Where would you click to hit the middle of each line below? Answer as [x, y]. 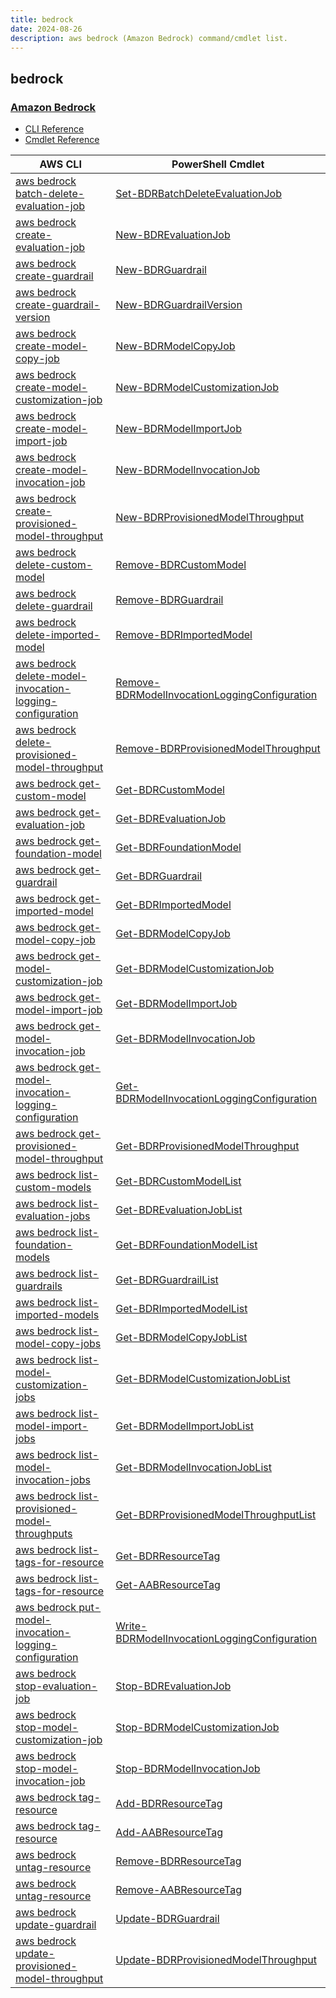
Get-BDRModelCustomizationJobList [203, 1379]
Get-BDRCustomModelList [178, 1181]
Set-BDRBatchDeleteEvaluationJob [198, 194]
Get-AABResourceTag [168, 1585]
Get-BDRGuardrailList [167, 1280]
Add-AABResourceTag [169, 1833]
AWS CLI [60, 164]
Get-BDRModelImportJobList [184, 1426]
